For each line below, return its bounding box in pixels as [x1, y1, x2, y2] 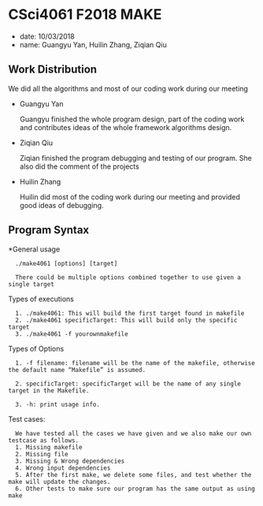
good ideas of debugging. [19, 200, 104, 210]
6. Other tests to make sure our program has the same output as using [15, 485, 256, 493]
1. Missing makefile [15, 443, 83, 451]
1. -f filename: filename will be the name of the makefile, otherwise [15, 359, 256, 367]
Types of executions [8, 294, 75, 303]
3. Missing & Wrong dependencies [15, 457, 125, 465]
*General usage [8, 244, 61, 254]
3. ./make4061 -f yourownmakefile [15, 329, 128, 338]
